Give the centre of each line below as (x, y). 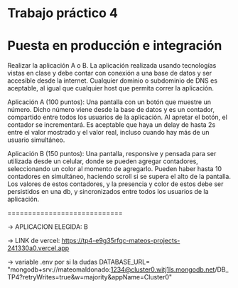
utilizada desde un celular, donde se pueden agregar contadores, (103, 161)
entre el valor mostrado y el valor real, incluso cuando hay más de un (108, 133)
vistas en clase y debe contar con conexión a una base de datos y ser (110, 73)
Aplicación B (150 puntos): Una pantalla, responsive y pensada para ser (112, 154)
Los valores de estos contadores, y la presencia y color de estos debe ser (115, 184)
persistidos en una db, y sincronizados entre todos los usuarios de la (108, 192)
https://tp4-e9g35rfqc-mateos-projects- (121, 241)
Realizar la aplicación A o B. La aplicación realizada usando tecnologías (112, 66)
